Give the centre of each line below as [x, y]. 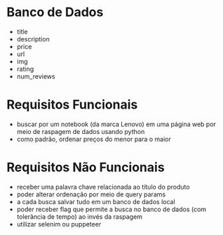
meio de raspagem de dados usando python [81, 131]
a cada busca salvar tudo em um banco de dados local [96, 201]
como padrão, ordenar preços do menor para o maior [94, 139]
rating [25, 69]
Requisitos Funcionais [72, 105]
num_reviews [36, 76]
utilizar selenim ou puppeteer [59, 224]
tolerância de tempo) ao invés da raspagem [80, 216]
